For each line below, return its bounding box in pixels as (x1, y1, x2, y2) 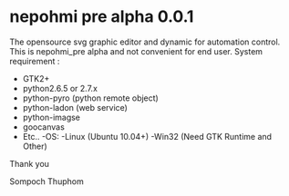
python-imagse (22, 112, 80, 122)
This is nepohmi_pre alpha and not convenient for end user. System (9, 45, 263, 56)
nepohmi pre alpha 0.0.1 (9, 6, 194, 27)
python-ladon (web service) (22, 102, 128, 113)
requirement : (9, 55, 60, 66)
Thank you (9, 158, 50, 169)
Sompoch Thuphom (9, 175, 84, 187)
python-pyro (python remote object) (22, 93, 160, 103)
